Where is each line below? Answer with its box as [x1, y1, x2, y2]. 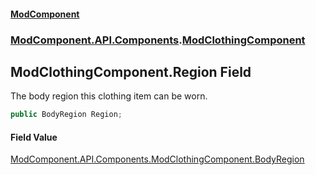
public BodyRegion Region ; [10, 110, 123, 120]
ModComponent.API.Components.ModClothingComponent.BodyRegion [10, 153, 305, 165]
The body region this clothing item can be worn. [10, 90, 208, 102]
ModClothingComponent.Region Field [10, 63, 252, 80]
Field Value [10, 131, 58, 143]
